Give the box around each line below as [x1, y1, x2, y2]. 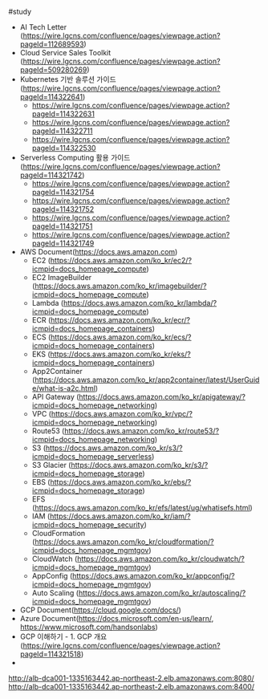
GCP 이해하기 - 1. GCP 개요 [19, 632, 108, 641]
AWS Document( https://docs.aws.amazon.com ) [19, 247, 178, 256]
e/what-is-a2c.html [31, 384, 96, 392]
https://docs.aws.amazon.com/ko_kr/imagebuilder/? [35, 281, 207, 291]
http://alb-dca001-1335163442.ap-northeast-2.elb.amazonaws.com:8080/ [8, 673, 254, 683]
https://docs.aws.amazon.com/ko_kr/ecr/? [51, 315, 191, 324]
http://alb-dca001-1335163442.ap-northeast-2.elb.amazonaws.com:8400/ [8, 682, 255, 691]
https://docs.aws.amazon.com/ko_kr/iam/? [49, 511, 191, 521]
